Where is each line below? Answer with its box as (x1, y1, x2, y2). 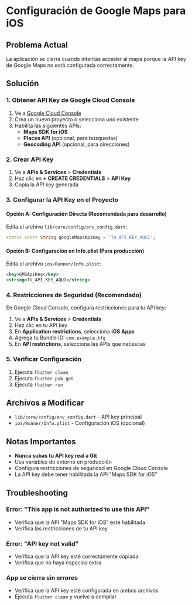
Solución (6, 79, 39, 88)
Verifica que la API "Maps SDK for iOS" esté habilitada (14, 519, 145, 526)
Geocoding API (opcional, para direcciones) (23, 141, 130, 148)
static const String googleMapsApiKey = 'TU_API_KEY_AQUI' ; (6, 234, 156, 241)
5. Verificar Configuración (6, 355, 82, 363)
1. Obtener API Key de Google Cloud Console (6, 96, 135, 104)
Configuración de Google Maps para (6, 4, 186, 18)
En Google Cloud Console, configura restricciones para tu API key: (6, 304, 167, 311)
